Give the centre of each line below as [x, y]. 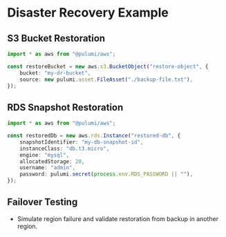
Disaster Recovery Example [88, 13]
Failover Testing [43, 202]
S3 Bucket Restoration [56, 38]
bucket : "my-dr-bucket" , [55, 73]
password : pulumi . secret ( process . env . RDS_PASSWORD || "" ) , [106, 174]
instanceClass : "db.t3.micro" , [65, 149]
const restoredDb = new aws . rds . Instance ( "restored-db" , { [94, 136]
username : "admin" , [48, 168]
